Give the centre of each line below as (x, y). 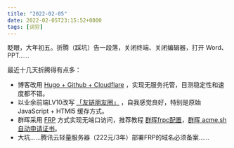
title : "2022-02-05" (38, 14)
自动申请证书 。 (39, 129)
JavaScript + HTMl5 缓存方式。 (63, 111)
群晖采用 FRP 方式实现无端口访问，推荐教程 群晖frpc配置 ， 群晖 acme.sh (122, 120)
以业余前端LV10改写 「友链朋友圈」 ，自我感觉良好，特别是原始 (109, 102)
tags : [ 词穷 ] (25, 27)
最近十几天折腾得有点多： (44, 70)
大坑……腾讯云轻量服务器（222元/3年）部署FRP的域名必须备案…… (113, 137)
